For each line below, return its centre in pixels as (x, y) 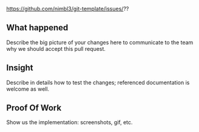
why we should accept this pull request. (56, 48)
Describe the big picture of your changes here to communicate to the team (100, 42)
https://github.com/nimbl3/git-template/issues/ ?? (68, 9)
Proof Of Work (34, 108)
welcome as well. (28, 89)
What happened (37, 28)
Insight (20, 68)
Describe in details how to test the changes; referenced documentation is (98, 82)
